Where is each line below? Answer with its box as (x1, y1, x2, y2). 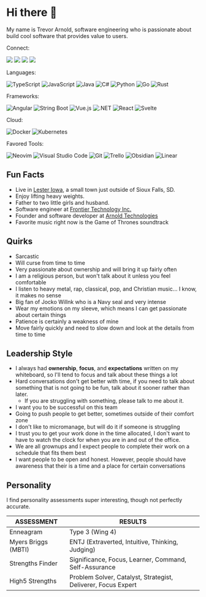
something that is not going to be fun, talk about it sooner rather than (15, 384, 190, 392)
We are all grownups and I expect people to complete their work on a (15, 443, 190, 450)
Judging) (69, 546, 96, 554)
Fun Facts (6, 170, 45, 180)
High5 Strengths (9, 577, 57, 585)
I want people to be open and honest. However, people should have (15, 456, 186, 463)
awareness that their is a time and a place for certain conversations (15, 462, 186, 470)
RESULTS (119, 517, 147, 526)
